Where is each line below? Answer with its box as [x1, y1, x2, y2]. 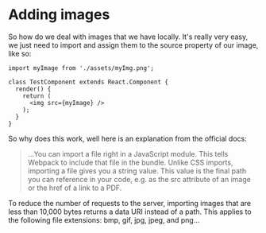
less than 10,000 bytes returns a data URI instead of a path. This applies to [8, 207, 252, 216]
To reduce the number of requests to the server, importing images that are [8, 198, 252, 208]
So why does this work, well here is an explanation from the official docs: [8, 134, 248, 143]
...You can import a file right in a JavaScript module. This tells [27, 149, 229, 158]
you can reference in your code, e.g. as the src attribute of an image [27, 174, 252, 184]
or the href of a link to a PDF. [27, 183, 122, 192]
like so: [8, 49, 32, 58]
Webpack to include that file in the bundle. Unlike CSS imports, [27, 157, 233, 167]
